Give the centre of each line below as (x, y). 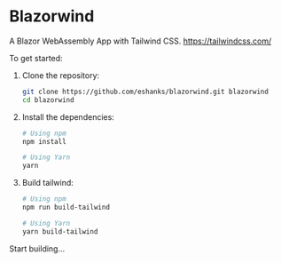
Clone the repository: (61, 75)
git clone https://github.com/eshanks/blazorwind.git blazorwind (145, 92)
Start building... (37, 248)
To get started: (36, 58)
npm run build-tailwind (66, 207)
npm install (44, 141)
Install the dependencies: (68, 116)
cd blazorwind (48, 100)
